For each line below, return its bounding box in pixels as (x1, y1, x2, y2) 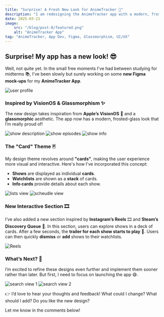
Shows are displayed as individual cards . (12, 170, 95, 176)
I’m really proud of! (5, 121, 43, 127)
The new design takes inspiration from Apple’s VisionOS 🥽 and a (5, 110, 136, 116)
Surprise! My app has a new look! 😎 (5, 52, 117, 61)
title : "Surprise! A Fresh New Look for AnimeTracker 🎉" (5, 7, 123, 12)
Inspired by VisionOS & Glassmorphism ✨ (5, 100, 105, 106)
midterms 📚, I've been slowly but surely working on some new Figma (5, 71, 146, 77)
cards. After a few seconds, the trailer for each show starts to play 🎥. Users (5, 228, 159, 234)
